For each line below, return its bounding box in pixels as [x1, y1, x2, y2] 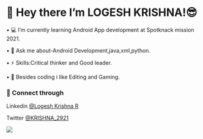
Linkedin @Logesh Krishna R [6, 102, 79, 110]
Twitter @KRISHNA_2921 [6, 115, 69, 122]
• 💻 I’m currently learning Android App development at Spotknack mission [6, 26, 194, 33]
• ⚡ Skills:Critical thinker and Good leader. [6, 59, 112, 66]
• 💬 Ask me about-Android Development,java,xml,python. [6, 47, 151, 54]
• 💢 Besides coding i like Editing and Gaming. [6, 73, 120, 80]
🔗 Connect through [6, 88, 64, 97]
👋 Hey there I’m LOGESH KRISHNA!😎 [6, 6, 197, 20]
